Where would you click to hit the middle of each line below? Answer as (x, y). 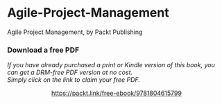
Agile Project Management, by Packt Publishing (75, 32)
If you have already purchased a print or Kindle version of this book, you (111, 65)
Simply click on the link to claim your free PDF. (74, 80)
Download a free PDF (43, 50)
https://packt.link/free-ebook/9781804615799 (117, 93)
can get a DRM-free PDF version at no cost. (70, 72)
